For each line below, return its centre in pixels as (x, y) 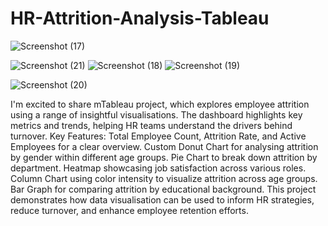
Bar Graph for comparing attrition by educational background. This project (163, 189)
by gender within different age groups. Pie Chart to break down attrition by (164, 157)
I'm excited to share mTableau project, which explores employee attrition (160, 104)
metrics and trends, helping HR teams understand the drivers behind (151, 125)
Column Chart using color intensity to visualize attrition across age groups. (164, 178)
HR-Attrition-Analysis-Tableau (140, 18)
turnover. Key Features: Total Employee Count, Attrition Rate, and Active (158, 136)
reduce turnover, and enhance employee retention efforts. (129, 210)
